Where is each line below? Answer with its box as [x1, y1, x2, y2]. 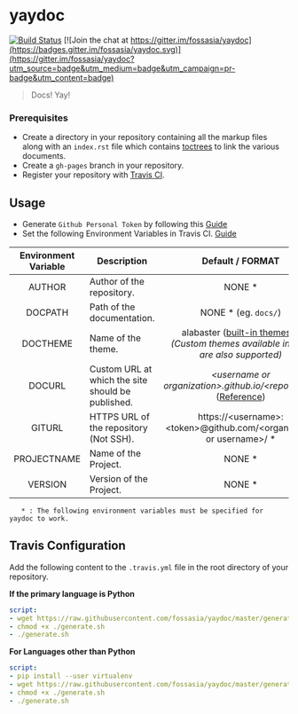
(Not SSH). [89, 433, 135, 445]
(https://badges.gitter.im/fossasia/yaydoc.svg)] [9, 43, 182, 54]
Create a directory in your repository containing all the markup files [21, 132, 268, 143]
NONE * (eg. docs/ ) [200, 307, 282, 319]
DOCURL [27, 380, 67, 392]
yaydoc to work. [9, 514, 69, 523]
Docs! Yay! [30, 90, 71, 100]
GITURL [30, 422, 64, 435]
